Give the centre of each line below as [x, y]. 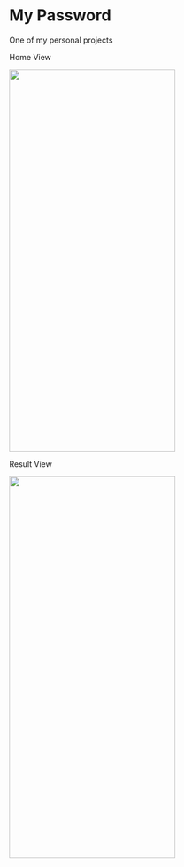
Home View [30, 57]
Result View [31, 464]
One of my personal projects [61, 40]
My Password [61, 15]
